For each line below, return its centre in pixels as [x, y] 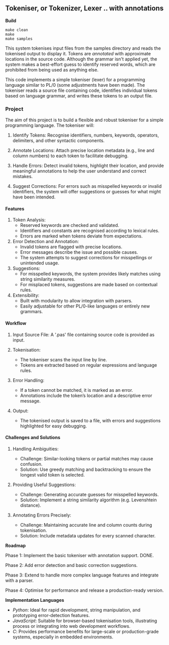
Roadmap [16, 546]
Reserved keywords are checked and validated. [70, 225]
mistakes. [23, 177]
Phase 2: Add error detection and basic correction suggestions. [72, 565]
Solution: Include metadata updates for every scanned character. [88, 535]
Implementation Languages [35, 600]
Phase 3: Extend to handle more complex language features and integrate [82, 575]
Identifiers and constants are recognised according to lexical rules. [90, 231]
